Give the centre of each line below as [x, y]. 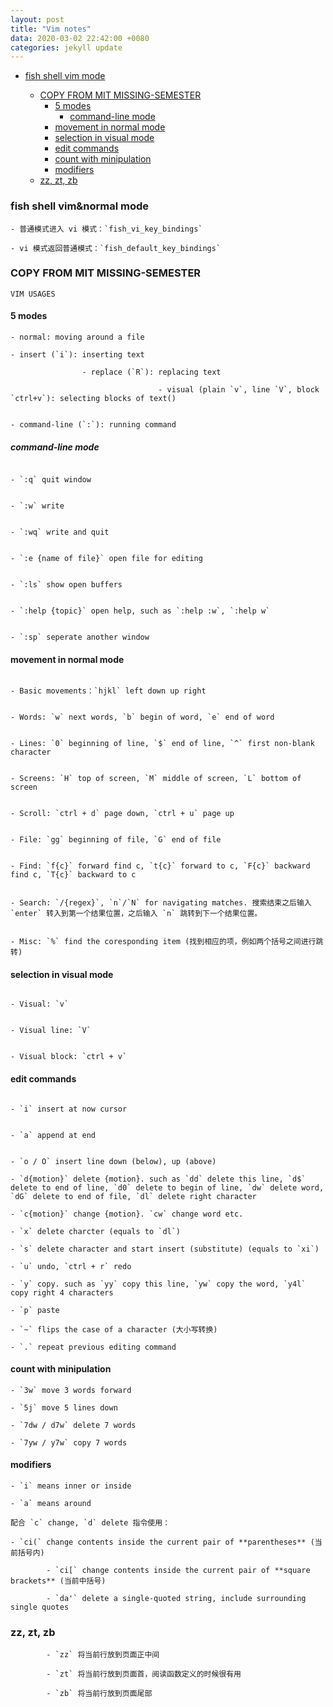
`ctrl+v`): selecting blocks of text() [93, 399]
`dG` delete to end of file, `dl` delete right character [133, 1196]
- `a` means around [51, 1504]
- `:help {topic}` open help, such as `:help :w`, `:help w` [140, 611]
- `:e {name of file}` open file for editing [106, 559]
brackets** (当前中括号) [58, 1581]
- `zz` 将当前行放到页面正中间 [103, 1655]
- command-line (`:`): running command [93, 425]
